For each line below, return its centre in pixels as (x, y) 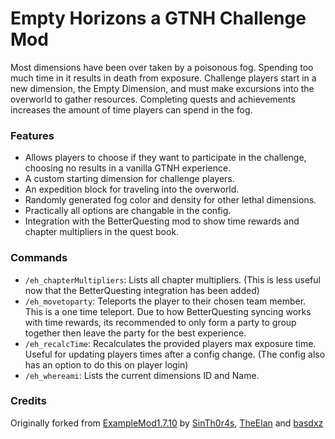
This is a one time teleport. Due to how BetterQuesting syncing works (168, 311)
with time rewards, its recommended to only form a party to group (160, 322)
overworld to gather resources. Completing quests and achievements (153, 99)
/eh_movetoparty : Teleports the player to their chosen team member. (165, 301)
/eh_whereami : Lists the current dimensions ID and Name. (142, 375)
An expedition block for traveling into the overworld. (132, 189)
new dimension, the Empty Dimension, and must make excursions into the (162, 88)
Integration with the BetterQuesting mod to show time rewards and (162, 221)
